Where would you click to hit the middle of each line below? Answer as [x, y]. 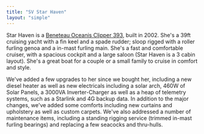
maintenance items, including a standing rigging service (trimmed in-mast [99, 118]
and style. [19, 67]
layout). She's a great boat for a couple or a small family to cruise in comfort [102, 61]
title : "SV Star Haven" [37, 12]
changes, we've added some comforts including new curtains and [89, 105]
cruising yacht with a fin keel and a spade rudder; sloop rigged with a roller [101, 41]
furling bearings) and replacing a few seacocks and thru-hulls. [85, 124]
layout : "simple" [28, 18]
